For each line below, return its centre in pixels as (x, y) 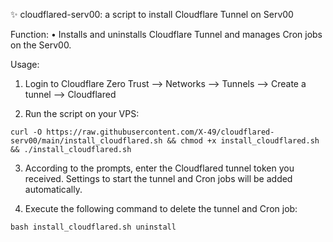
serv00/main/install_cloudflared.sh (86, 141)
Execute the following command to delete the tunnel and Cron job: (161, 208)
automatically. (53, 189)
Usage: (25, 64)
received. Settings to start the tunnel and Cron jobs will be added (158, 178)
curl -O (26, 132)
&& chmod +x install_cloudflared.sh (243, 141)
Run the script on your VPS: (82, 113)
